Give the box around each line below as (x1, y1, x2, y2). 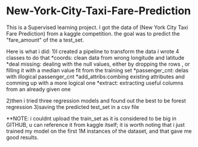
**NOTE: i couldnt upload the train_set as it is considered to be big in (6, 114, 177, 122)
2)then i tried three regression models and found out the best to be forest (6, 97, 186, 104)
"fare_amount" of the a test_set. (6, 36, 85, 43)
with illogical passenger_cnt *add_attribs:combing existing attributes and (6, 73, 185, 80)
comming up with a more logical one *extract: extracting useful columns (6, 79, 184, 87)
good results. (6, 133, 39, 140)
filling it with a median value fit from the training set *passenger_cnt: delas (6, 66, 189, 73)
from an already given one (6, 85, 71, 92)
